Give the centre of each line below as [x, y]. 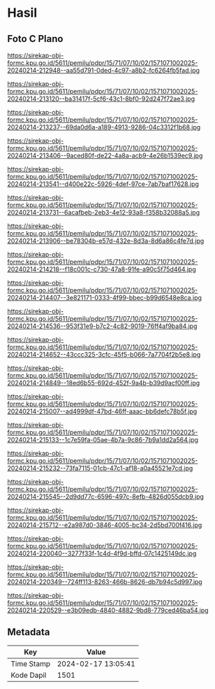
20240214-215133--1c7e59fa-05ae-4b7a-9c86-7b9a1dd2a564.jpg [103, 440]
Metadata [29, 632]
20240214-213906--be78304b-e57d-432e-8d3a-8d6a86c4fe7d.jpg [106, 241]
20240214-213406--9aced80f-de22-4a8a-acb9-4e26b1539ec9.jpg [105, 156]
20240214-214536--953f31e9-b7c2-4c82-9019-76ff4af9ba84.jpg [102, 326]
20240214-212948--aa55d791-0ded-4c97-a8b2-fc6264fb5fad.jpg [104, 70]
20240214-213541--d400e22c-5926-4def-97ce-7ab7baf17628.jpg [103, 184]
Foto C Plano [35, 39]
